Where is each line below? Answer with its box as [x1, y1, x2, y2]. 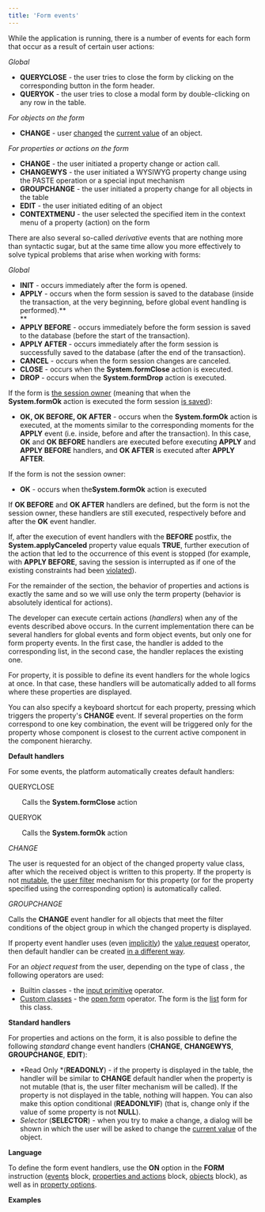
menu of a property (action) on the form [19, 217, 150, 227]
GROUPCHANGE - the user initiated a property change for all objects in [19, 183, 253, 194]
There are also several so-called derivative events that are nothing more [8, 232, 244, 242]
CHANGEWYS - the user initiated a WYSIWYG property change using [19, 167, 247, 176]
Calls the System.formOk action [21, 828, 128, 837]
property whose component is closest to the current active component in [8, 727, 247, 737]
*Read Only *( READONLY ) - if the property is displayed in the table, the [19, 1065, 254, 1074]
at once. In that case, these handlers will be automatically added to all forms [8, 678, 256, 688]
